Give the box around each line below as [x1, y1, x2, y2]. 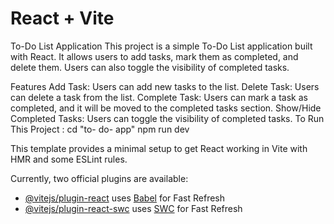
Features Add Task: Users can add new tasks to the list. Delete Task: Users [10, 80, 320, 92]
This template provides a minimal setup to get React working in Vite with [10, 142, 308, 154]
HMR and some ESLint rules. [10, 153, 128, 165]
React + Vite [10, 7, 115, 30]
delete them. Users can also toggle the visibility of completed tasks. [10, 61, 290, 73]
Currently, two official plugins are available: [10, 172, 189, 184]
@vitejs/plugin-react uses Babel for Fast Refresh [24, 192, 226, 204]
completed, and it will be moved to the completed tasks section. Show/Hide [10, 102, 322, 114]
